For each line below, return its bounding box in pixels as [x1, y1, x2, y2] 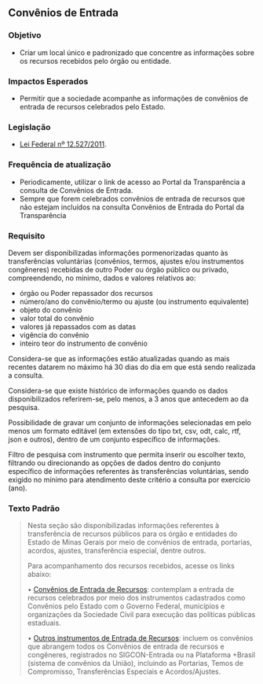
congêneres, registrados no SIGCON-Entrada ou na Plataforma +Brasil [27, 650, 256, 660]
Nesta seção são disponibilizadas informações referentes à [27, 521, 220, 531]
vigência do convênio [19, 330, 89, 339]
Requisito [8, 230, 46, 241]
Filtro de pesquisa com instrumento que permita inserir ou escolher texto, [8, 449, 246, 459]
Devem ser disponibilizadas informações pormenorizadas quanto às [8, 248, 228, 257]
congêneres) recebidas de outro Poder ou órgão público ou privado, [8, 264, 229, 274]
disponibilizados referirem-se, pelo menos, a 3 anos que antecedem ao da [8, 394, 249, 404]
